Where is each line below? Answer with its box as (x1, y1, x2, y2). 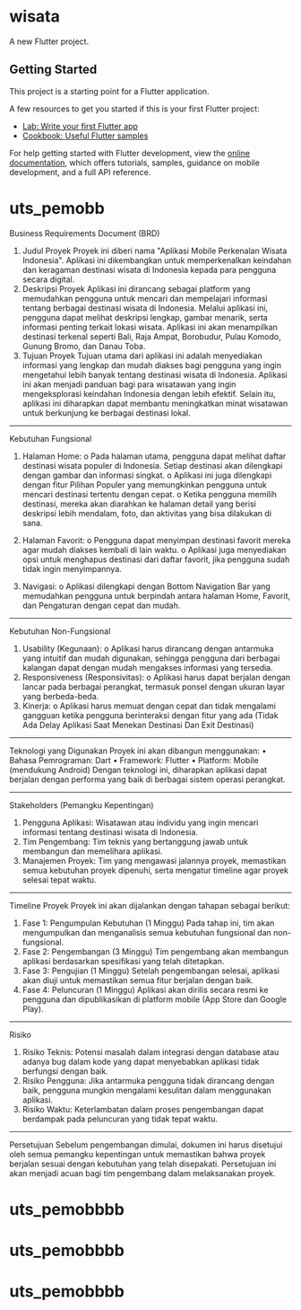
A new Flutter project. (9, 36, 90, 47)
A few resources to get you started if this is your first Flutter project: (9, 103, 260, 114)
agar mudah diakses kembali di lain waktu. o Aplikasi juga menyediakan (21, 544, 287, 555)
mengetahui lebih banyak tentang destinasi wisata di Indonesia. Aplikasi (21, 369, 288, 380)
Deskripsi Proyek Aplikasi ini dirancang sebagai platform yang (21, 283, 251, 294)
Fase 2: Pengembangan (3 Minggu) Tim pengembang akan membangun (21, 945, 289, 957)
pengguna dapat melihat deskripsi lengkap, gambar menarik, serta (21, 312, 269, 322)
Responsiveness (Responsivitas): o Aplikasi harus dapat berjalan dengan (21, 672, 291, 682)
